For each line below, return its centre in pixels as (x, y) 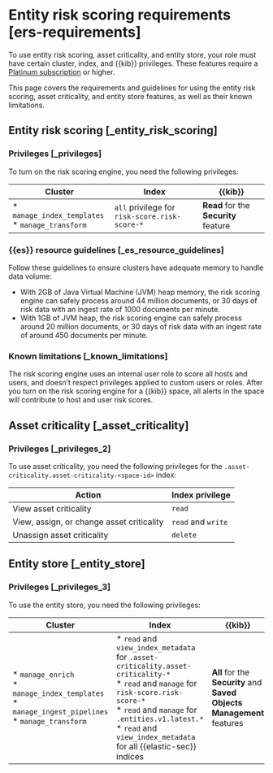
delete (184, 535)
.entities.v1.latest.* (160, 719)
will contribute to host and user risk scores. (81, 400)
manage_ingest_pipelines (61, 712)
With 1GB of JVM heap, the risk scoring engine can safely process (131, 318)
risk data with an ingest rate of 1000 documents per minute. (120, 309)
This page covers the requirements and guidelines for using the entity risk (132, 88)
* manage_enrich (43, 674)
